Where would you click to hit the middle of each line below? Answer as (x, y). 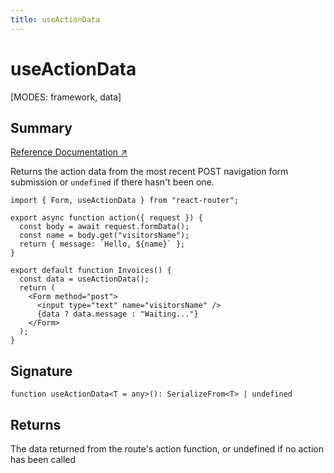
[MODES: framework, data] (66, 97)
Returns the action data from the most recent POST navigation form (149, 172)
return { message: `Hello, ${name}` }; (102, 244)
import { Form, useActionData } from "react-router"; (125, 201)
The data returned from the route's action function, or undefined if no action (167, 449)
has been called (43, 459)
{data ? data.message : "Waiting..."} (117, 314)
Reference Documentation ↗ (69, 152)
